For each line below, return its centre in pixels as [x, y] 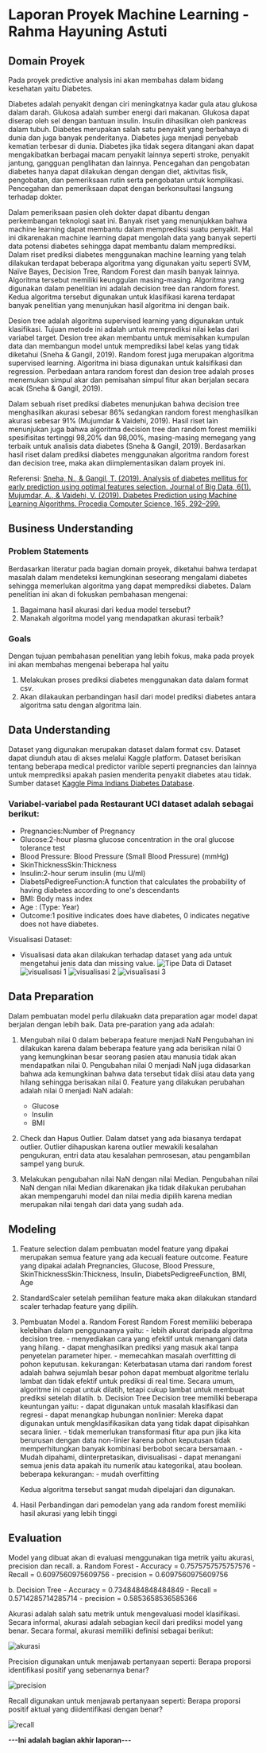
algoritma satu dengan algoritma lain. [80, 705]
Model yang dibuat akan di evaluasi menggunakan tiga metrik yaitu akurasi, [131, 1557]
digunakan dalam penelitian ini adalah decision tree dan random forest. [124, 288]
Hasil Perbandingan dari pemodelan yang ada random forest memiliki [133, 1505]
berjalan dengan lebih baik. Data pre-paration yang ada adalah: [112, 1024]
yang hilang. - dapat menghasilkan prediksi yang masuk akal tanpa [129, 1347]
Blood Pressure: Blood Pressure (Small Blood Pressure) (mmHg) [124, 856]
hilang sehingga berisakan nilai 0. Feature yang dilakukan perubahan [132, 1082]
